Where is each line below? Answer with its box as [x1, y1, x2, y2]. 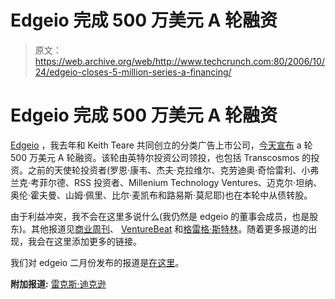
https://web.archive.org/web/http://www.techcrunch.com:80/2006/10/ [34, 55, 325, 67]
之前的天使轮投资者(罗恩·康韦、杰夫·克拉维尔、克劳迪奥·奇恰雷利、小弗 [27, 164, 320, 176]
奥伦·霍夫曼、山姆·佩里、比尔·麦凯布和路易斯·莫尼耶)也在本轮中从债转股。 [10, 189, 313, 201]
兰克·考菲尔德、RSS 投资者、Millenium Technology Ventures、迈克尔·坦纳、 [10, 176, 323, 188]
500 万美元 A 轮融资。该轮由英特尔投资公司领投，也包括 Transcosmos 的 [10, 151, 312, 163]
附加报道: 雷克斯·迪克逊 [10, 277, 107, 290]
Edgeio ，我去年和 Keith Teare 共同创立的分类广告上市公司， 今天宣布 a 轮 [10, 139, 313, 151]
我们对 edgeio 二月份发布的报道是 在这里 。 [10, 256, 185, 268]
